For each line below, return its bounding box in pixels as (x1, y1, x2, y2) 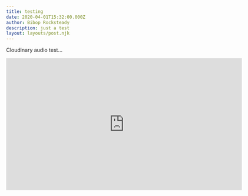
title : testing (6, 8, 44, 15)
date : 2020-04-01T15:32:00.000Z (6, 14, 85, 20)
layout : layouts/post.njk (6, 31, 70, 36)
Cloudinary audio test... (6, 46, 63, 53)
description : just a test (6, 25, 70, 31)
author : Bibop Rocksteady (6, 19, 70, 25)
